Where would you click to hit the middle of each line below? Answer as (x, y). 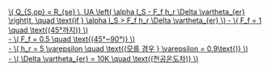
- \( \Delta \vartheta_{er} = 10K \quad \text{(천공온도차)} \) (103, 58)
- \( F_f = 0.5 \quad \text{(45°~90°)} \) (72, 39)
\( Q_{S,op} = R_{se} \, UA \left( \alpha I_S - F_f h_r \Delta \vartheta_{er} (127, 12)
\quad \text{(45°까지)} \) (49, 30)
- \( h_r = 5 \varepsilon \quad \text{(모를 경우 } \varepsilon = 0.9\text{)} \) (129, 48)
